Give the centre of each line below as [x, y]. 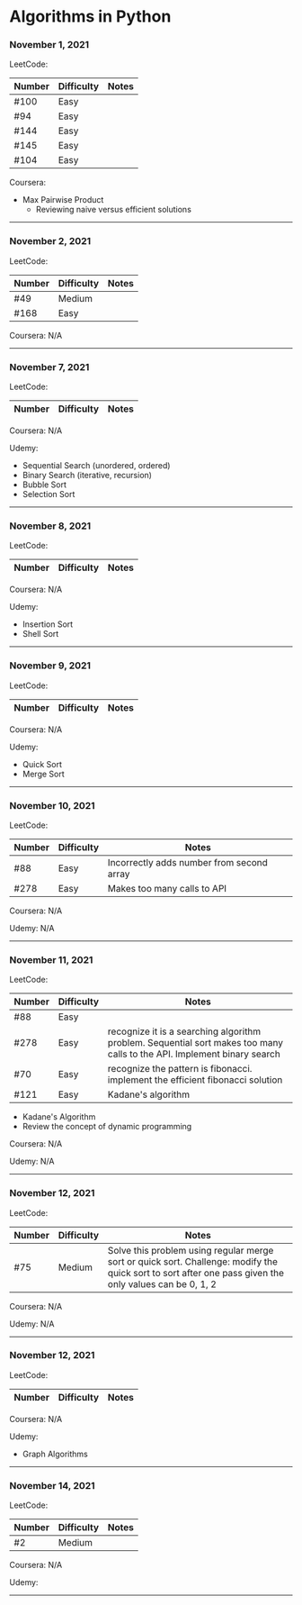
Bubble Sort [44, 485]
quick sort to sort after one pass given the [196, 1273]
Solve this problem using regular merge [191, 1250]
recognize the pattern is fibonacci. [180, 1069]
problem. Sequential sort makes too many [195, 1043]
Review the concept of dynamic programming [107, 1127]
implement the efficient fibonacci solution [195, 1080]
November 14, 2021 [53, 1485]
